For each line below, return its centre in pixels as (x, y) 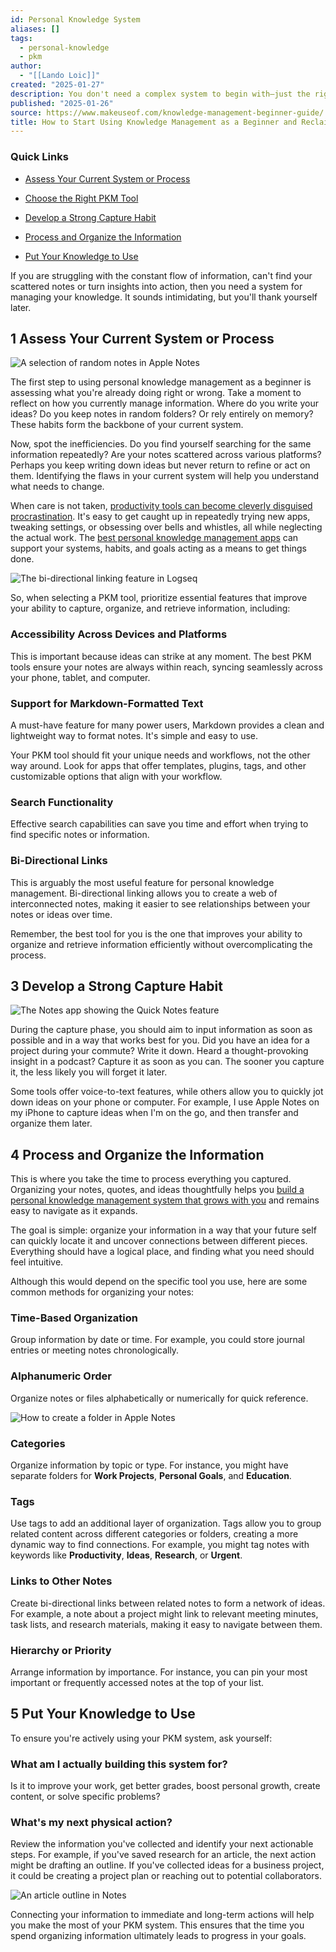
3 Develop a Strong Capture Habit (116, 986)
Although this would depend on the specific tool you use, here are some (159, 1282)
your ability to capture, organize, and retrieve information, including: (150, 608)
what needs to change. (57, 487)
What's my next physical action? (91, 1822)
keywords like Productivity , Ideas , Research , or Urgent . (126, 1555)
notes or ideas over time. (61, 914)
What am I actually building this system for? (119, 1764)
